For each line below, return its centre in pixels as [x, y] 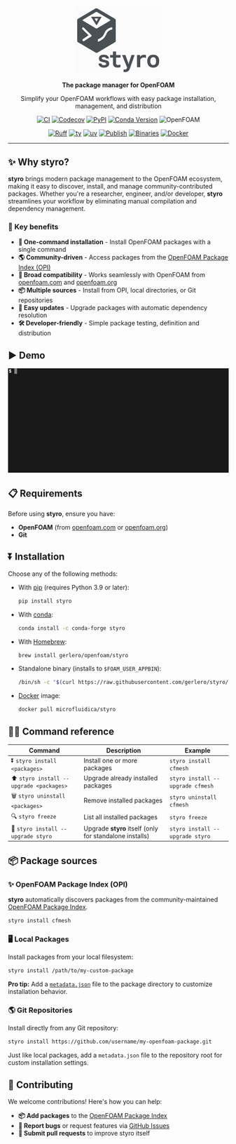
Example [197, 750]
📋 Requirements [45, 493]
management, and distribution [118, 106]
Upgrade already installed [121, 778]
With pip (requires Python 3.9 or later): [74, 587]
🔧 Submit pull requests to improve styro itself [84, 1133]
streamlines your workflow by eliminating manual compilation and [102, 201]
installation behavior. [38, 991]
